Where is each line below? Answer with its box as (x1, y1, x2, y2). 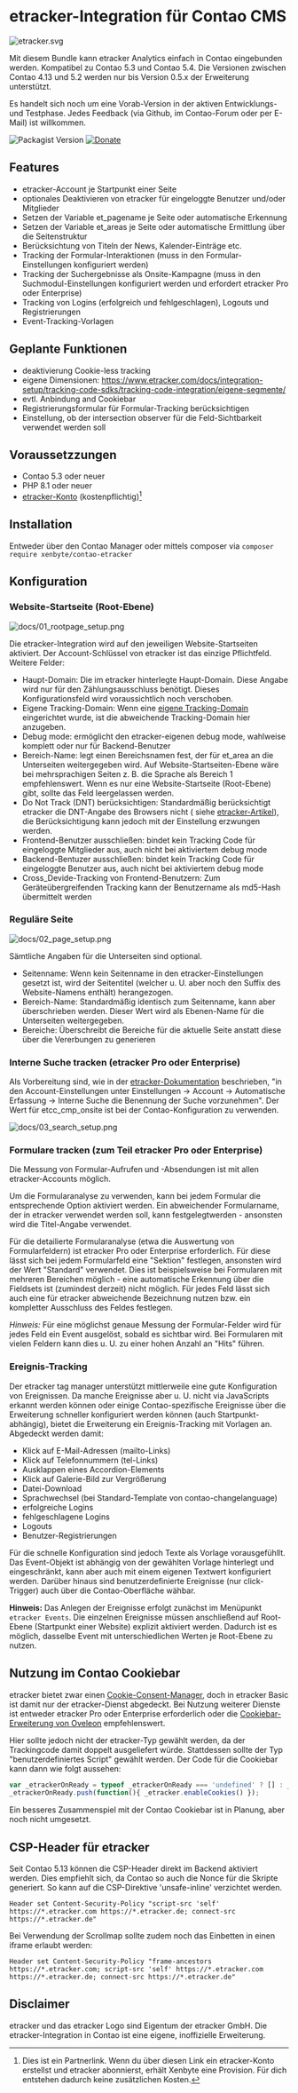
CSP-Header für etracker (9, 1840, 150, 1855)
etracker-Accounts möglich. (9, 1174, 111, 1185)
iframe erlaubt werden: (9, 1940, 93, 1951)
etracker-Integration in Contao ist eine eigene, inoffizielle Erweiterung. (9, 2029, 266, 2040)
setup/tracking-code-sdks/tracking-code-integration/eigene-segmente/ (21, 384, 286, 394)
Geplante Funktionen (9, 342, 128, 357)
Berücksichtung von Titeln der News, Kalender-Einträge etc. (21, 240, 242, 250)
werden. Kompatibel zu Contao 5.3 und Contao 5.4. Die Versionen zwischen (9, 62, 286, 73)
